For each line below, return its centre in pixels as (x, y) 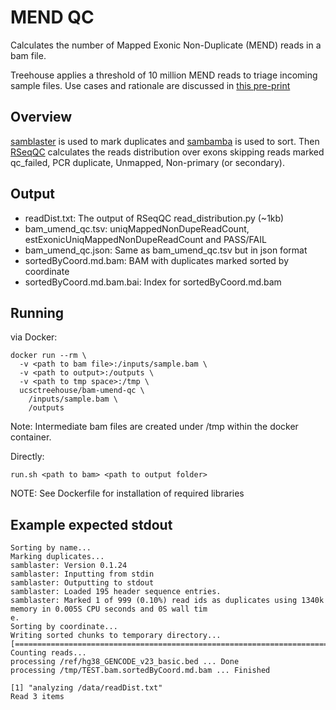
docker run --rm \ (48, 356)
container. (31, 437)
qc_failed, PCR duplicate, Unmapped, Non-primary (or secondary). (147, 162)
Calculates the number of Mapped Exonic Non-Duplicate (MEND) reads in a (166, 45)
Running (37, 312)
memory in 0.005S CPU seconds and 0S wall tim (109, 609)
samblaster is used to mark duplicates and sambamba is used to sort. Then (165, 141)
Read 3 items (37, 697)
